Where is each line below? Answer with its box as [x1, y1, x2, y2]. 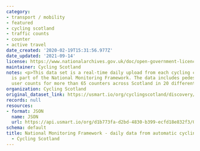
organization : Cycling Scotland [6, 86, 86, 92]
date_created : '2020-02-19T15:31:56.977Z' [6, 48, 113, 54]
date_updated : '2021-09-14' [6, 53, 76, 59]
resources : [6, 102, 33, 109]
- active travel [6, 42, 46, 48]
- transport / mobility [6, 14, 65, 20]
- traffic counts [6, 31, 49, 37]
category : [6, 8, 31, 15]
